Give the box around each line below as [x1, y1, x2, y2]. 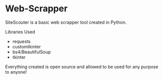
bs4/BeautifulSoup [12, 49, 51, 55]
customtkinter [12, 43, 41, 49]
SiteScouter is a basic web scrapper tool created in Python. [5, 19, 127, 25]
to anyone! [5, 69, 27, 75]
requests [12, 38, 31, 44]
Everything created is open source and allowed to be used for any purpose [5, 64, 159, 70]
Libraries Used [5, 29, 35, 35]
